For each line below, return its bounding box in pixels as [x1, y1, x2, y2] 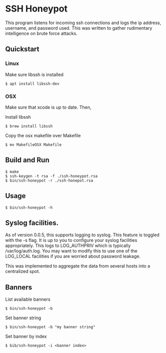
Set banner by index [5, 333, 47, 339]
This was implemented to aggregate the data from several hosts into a [5, 263, 150, 269]
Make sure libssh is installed [5, 71, 64, 77]
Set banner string [5, 315, 41, 321]
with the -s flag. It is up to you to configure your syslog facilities [5, 237, 137, 243]
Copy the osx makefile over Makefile [5, 132, 81, 138]
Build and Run [5, 156, 49, 164]
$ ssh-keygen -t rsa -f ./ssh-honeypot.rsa [5, 173, 98, 179]
